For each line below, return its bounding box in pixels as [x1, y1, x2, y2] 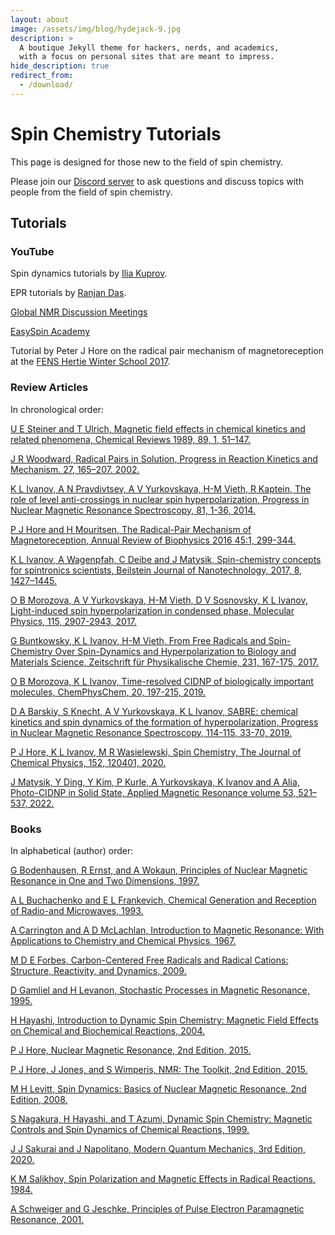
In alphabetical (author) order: [10, 844, 134, 856]
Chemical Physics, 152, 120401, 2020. [10, 756, 167, 768]
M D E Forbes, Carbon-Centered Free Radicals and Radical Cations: [10, 954, 289, 966]
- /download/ [19, 80, 74, 90]
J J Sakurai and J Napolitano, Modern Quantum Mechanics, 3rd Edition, [10, 1142, 306, 1155]
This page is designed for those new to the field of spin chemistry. [10, 156, 284, 168]
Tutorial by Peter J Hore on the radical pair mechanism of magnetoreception [10, 345, 324, 357]
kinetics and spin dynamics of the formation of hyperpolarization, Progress [10, 716, 319, 728]
